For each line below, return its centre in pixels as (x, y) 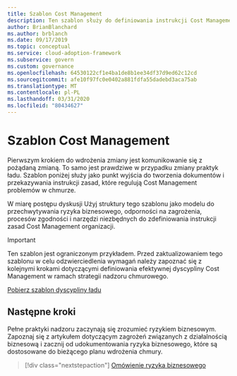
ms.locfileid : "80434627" (45, 106)
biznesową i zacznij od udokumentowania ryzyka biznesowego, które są (112, 344)
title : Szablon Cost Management (55, 14)
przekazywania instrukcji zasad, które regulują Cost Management (102, 182)
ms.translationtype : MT (42, 86)
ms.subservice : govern (41, 60)
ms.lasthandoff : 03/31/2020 (49, 99)
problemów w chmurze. (42, 190)
